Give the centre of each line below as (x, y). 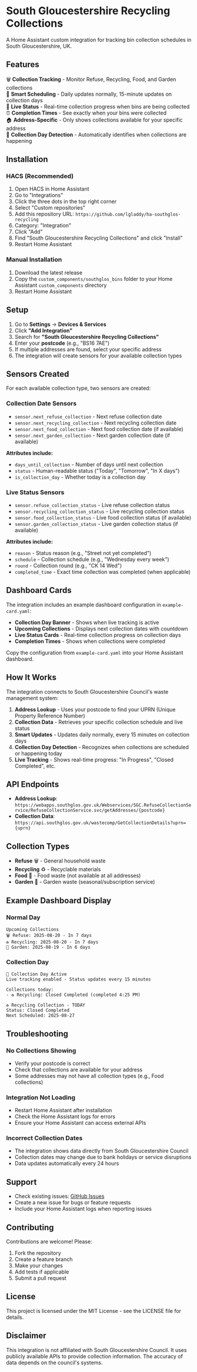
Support (21, 1182)
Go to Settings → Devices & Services (61, 324)
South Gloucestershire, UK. (39, 46)
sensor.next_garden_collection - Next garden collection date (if (92, 435)
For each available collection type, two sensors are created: (79, 388)
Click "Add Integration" (44, 330)
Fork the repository (38, 1253)
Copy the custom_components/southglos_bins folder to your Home (94, 279)
